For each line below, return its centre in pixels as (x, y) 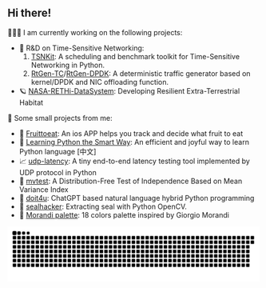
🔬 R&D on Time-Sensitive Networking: (81, 48)
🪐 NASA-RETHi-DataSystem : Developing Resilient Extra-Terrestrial (129, 90)
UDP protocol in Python (58, 172)
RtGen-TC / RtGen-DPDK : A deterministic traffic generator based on (141, 73)
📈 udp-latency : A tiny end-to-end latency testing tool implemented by (135, 161)
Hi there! (30, 13)
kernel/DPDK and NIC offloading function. (100, 82)
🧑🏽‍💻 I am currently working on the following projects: (95, 32)
